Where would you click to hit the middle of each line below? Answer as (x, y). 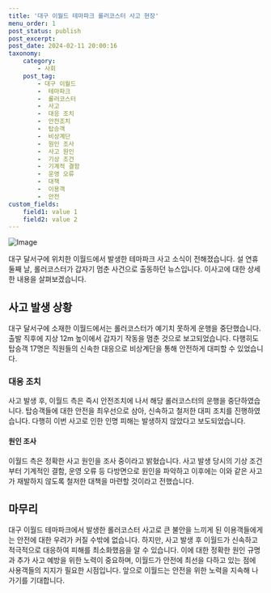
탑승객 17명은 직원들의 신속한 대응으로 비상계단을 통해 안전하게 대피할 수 (122, 348)
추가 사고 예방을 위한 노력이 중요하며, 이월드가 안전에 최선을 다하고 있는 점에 (136, 561)
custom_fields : (34, 204)
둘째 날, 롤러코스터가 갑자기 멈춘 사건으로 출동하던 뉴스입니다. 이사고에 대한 (127, 269)
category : (40, 62)
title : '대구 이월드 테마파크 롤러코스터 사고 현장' (84, 16)
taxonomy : (25, 53)
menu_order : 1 (32, 23)
